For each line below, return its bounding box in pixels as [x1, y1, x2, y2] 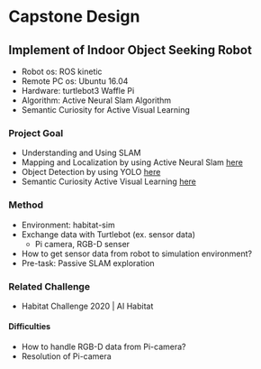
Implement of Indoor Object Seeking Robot [8, 42, 253, 58]
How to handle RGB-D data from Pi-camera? [21, 341, 186, 353]
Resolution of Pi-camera [21, 351, 112, 362]
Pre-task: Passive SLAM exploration [21, 257, 155, 268]
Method [8, 198, 44, 211]
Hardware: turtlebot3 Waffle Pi [21, 86, 135, 96]
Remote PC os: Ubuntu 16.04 [21, 76, 129, 87]
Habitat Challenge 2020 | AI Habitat [21, 300, 154, 311]
